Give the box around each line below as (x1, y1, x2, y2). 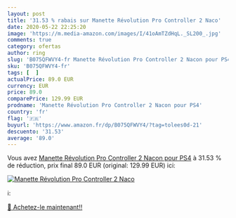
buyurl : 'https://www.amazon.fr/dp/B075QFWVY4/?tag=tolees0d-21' (7, 121, 202, 129)
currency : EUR (7, 82, 49, 89)
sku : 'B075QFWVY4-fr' (7, 63, 71, 70)
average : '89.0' (7, 134, 55, 141)
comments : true (7, 37, 52, 44)
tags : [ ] (7, 69, 39, 76)
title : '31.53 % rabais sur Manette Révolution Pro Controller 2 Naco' (7, 17, 221, 24)
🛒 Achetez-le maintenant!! (7, 203, 83, 212)
